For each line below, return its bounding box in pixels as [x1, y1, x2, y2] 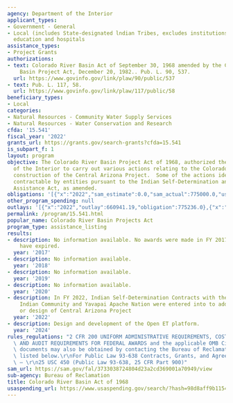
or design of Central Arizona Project [19, 307, 132, 315]
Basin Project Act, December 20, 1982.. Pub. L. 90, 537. [19, 68, 191, 75]
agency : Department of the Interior [7, 10, 113, 17]
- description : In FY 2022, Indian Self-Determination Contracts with [7, 295, 216, 302]
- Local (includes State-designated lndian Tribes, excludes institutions [7, 29, 228, 37]
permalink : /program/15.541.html [7, 211, 104, 217]
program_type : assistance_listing [7, 223, 107, 230]
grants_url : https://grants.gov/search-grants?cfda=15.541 [7, 140, 182, 147]
